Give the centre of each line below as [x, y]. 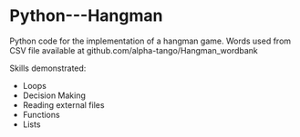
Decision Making [54, 95]
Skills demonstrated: [48, 68]
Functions [41, 114]
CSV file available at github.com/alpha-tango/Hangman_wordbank [134, 50]
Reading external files [63, 104]
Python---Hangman [86, 16]
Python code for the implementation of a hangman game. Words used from [150, 41]
